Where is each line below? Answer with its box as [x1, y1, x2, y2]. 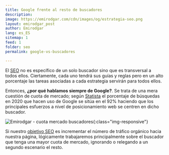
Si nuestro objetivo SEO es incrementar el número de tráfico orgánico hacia [5, 128, 161, 134]
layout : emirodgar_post [5, 21, 55, 26]
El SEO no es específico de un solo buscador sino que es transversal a [5, 67, 152, 73]
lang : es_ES [5, 30, 30, 35]
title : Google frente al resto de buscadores [5, 7, 102, 12]
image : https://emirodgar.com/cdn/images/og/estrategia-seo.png [5, 16, 143, 21]
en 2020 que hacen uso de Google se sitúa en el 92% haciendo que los [5, 98, 154, 104]
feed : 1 [5, 40, 22, 45]
